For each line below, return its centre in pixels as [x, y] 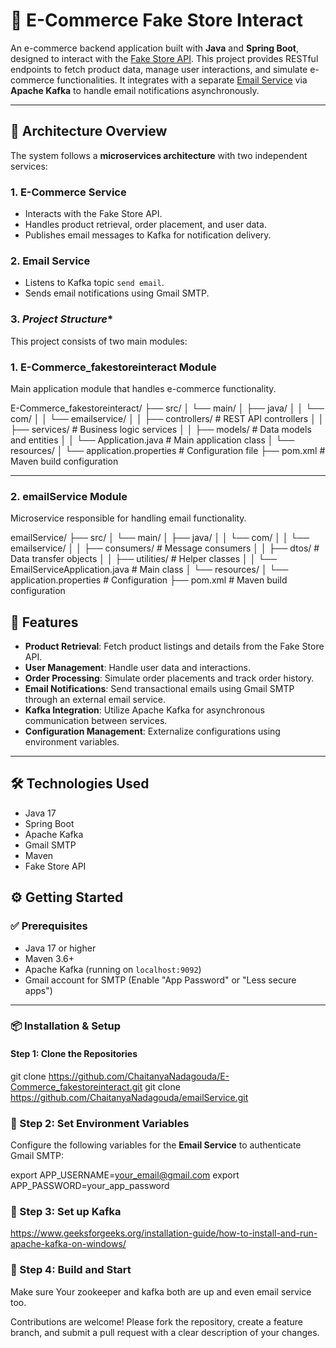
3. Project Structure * [62, 319]
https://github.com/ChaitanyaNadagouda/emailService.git [129, 1097]
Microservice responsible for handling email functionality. [128, 518]
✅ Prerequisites [49, 926]
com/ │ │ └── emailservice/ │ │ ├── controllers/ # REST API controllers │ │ [167, 418]
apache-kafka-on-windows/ [68, 1244]
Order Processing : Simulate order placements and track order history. [169, 678]
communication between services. [96, 721]
